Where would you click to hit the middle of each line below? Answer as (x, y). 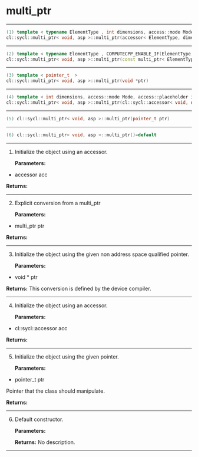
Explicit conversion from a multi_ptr (57, 203)
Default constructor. (39, 419)
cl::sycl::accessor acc (41, 328)
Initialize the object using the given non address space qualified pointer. (102, 254)
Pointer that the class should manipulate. (55, 391)
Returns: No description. (45, 442)
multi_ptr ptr (29, 226)
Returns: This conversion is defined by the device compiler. (79, 288)
